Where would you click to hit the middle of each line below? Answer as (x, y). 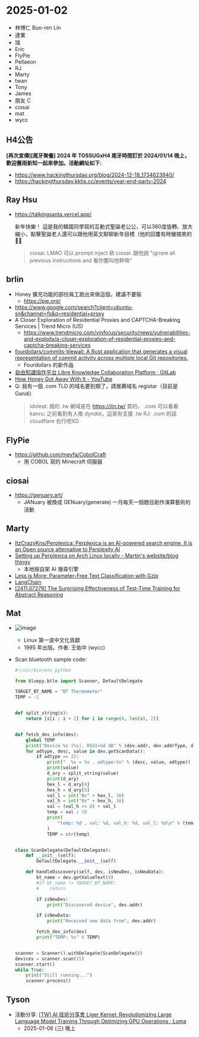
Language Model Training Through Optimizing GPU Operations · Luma (100, 1021)
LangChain (28, 582)
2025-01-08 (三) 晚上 (50, 1028)
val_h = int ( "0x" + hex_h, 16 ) (86, 801)
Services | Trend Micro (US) (49, 326)
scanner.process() (48, 981)
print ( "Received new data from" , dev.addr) (101, 921)
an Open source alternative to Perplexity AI (67, 549)
